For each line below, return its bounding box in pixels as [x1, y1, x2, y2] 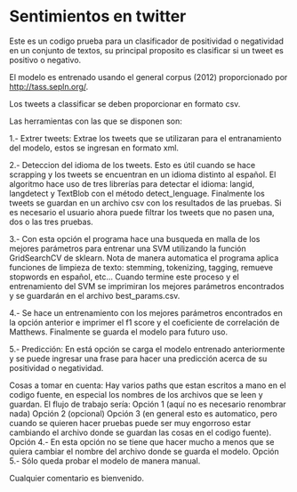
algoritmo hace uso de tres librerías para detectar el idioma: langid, [9, 178, 255, 189]
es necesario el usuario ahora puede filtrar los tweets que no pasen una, [9, 206, 275, 217]
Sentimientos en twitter [9, 6, 187, 27]
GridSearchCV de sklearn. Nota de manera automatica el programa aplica [9, 252, 279, 263]
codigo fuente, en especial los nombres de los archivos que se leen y [9, 389, 264, 399]
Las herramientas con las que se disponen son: [9, 116, 182, 126]
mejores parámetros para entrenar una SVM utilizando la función [9, 243, 246, 254]
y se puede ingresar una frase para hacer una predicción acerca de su [9, 353, 268, 364]
